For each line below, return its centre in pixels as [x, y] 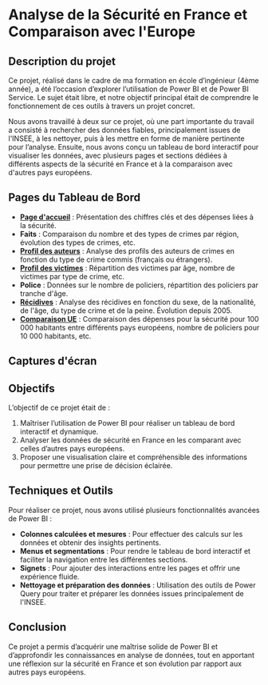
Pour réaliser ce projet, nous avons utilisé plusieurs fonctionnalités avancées [134, 510]
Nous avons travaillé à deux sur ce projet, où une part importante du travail [131, 121]
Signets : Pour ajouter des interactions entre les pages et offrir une [130, 568]
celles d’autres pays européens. [72, 449]
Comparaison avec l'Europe [102, 32]
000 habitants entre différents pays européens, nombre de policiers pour [140, 327]
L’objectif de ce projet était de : [59, 408]
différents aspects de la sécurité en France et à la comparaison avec [121, 164]
